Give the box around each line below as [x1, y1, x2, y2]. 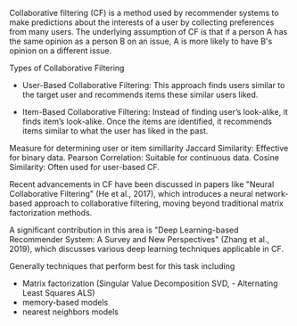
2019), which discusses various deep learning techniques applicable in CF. [9, 244, 284, 254]
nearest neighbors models [21, 306, 119, 317]
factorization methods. [9, 208, 93, 217]
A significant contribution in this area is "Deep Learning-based [9, 224, 239, 235]
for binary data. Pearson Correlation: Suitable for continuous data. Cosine [9, 152, 279, 163]
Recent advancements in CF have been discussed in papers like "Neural [9, 179, 275, 190]
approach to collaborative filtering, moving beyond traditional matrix [34, 198, 284, 208]
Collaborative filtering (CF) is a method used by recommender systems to [9, 8, 279, 18]
